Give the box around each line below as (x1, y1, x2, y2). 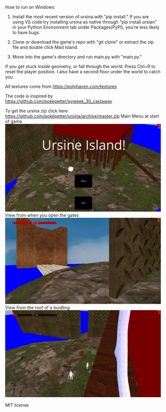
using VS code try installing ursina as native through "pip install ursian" (12, 19, 157, 25)
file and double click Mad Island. (12, 44, 79, 50)
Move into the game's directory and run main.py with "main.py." (12, 54, 142, 60)
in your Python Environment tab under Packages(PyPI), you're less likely (12, 24, 160, 30)
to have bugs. (12, 30, 41, 35)
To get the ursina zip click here (5, 108, 68, 114)
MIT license (5, 402, 29, 408)
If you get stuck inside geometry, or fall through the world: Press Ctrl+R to (5, 64, 156, 69)
